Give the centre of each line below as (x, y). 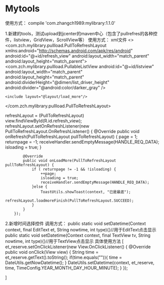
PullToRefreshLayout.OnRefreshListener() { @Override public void (72, 131)
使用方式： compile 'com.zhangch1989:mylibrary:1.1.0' (60, 23)
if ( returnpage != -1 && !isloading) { (74, 169)
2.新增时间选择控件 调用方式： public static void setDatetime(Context (76, 223)
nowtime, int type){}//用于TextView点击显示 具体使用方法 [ (64, 241)
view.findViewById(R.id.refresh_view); (44, 121)
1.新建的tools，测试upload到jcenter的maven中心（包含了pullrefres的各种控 (81, 33)
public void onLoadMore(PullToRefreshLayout (70, 160)
